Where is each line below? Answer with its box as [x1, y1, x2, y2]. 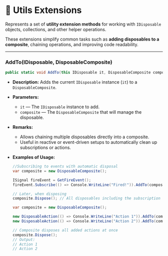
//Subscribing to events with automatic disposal [12, 164, 118, 169]
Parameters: [12, 94, 39, 100]
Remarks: [12, 124, 33, 130]
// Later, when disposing [12, 191, 66, 196]
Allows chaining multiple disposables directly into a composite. [19, 134, 149, 140]
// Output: [12, 237, 35, 242]
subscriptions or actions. [19, 145, 71, 151]
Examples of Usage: [12, 154, 55, 160]
